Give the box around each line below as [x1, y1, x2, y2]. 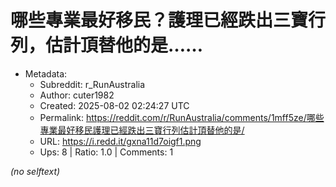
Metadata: [24, 67, 68, 80]
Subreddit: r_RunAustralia [39, 78, 146, 90]
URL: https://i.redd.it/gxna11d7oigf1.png [39, 135, 202, 147]
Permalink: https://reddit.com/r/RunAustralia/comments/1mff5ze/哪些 [39, 111, 325, 123]
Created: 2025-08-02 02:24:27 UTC [39, 99, 190, 111]
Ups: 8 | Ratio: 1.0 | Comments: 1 [39, 146, 174, 158]
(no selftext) [10, 165, 61, 177]
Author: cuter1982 [39, 89, 115, 101]
